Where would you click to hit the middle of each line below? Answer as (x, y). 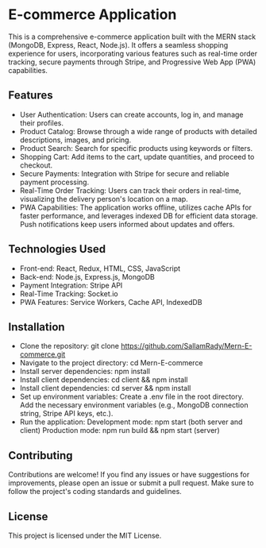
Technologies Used (57, 249)
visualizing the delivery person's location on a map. (104, 199)
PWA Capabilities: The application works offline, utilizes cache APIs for (136, 207)
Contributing (40, 455)
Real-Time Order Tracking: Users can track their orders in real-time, (130, 190)
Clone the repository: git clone (69, 346)
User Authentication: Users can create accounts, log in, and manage (131, 114)
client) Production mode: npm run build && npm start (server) (120, 430)
